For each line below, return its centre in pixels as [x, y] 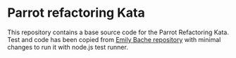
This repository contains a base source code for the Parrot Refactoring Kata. [118, 32]
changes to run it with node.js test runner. [68, 47]
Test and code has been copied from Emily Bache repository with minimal [114, 39]
